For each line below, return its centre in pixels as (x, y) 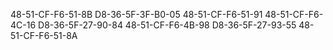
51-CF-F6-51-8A (44, 35)
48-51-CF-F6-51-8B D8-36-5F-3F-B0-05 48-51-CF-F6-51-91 (136, 14)
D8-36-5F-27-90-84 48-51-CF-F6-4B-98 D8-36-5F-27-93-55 (167, 25)
